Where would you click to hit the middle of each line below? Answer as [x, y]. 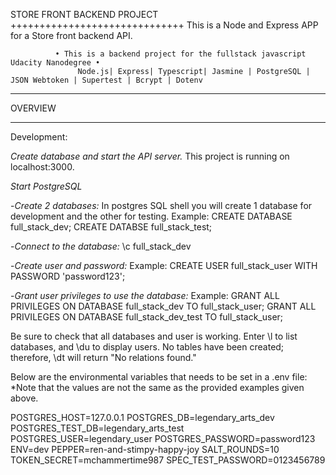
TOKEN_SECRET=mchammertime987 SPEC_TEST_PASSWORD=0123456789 [168, 460]
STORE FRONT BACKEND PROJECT [84, 14]
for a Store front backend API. [71, 35]
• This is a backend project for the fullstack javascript [180, 54]
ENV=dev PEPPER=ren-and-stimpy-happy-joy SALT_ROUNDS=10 [145, 449]
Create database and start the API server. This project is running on [150, 156]
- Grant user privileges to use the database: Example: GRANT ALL [145, 295]
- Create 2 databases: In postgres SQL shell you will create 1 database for [161, 205]
